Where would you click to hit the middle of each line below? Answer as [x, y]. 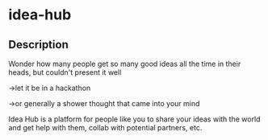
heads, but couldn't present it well [65, 72]
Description [38, 45]
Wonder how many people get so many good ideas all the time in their [125, 64]
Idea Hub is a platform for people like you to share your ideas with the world [134, 119]
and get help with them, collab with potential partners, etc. [105, 128]
